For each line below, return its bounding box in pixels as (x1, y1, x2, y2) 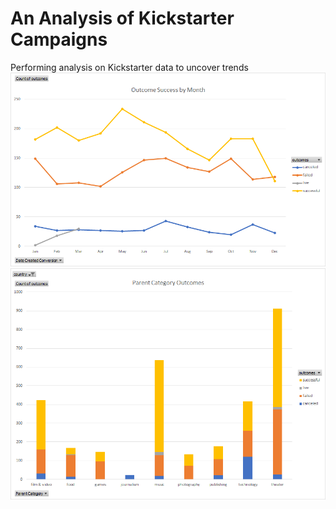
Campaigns (10, 28, 108, 51)
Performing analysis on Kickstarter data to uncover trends (10, 61, 249, 73)
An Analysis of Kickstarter (10, 7, 235, 30)
